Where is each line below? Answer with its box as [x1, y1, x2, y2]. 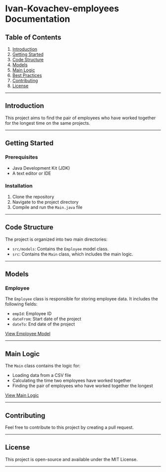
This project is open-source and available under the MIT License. [5, 456, 138, 462]
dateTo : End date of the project [12, 321, 75, 327]
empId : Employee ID [12, 311, 52, 317]
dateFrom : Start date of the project [12, 316, 82, 322]
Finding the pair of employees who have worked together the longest [12, 383, 153, 389]
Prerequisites [5, 154, 38, 161]
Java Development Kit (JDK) [12, 165, 70, 171]
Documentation [5, 13, 71, 25]
